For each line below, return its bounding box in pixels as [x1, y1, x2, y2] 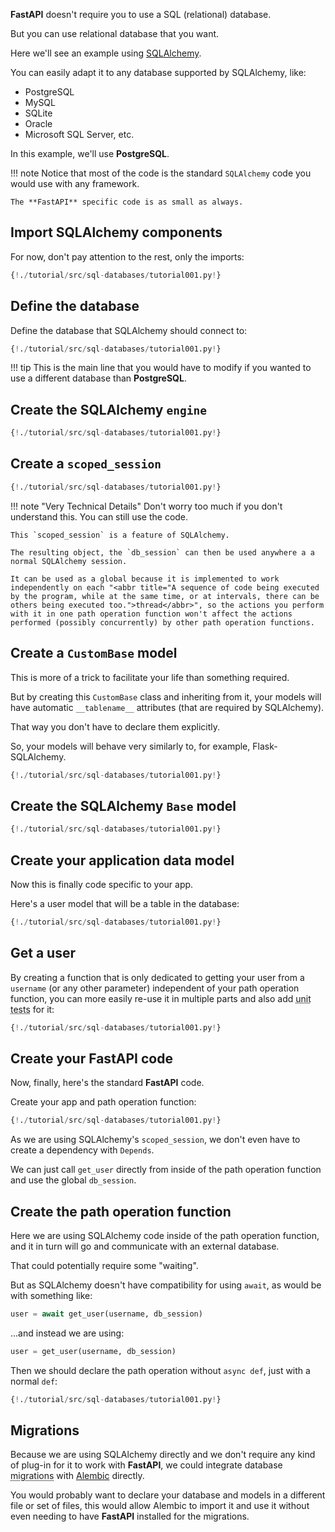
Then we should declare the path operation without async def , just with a [10, 1364, 311, 1376]
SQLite [24, 107, 53, 119]
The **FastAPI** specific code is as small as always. [10, 197, 244, 207]
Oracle [24, 118, 53, 129]
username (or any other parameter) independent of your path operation [10, 982, 300, 994]
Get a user [10, 945, 76, 962]
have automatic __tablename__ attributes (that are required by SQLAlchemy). [10, 701, 325, 713]
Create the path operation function [10, 1203, 232, 1220]
